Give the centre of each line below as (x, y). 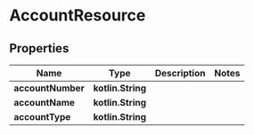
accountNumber (49, 88)
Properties (39, 48)
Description (180, 73)
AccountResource (78, 16)
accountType (42, 117)
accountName (45, 103)
